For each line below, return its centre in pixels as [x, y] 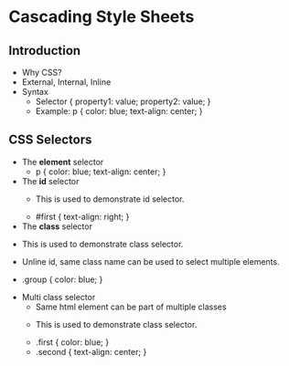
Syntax [35, 92]
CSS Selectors [50, 140]
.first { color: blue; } [72, 342]
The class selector [57, 226]
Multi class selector [59, 297]
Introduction [45, 51]
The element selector [63, 162]
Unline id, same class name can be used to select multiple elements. [150, 261]
